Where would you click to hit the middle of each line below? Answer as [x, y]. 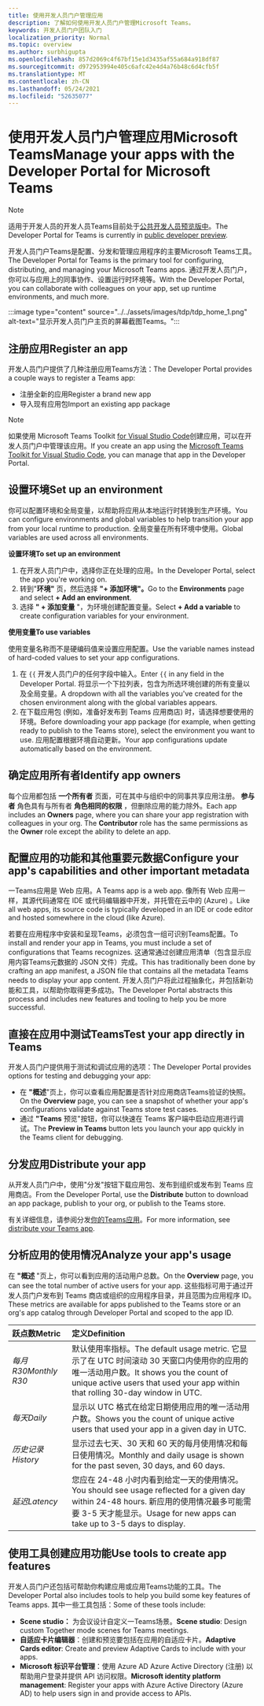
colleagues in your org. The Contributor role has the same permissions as [128, 823]
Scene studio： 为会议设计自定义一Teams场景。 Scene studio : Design [133, 1621]
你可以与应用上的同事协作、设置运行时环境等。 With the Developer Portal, [126, 280]
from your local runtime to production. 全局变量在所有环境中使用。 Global [126, 528]
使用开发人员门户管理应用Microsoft [123, 138]
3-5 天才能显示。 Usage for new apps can [159, 1513]
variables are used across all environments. [79, 537]
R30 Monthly [35, 1370]
